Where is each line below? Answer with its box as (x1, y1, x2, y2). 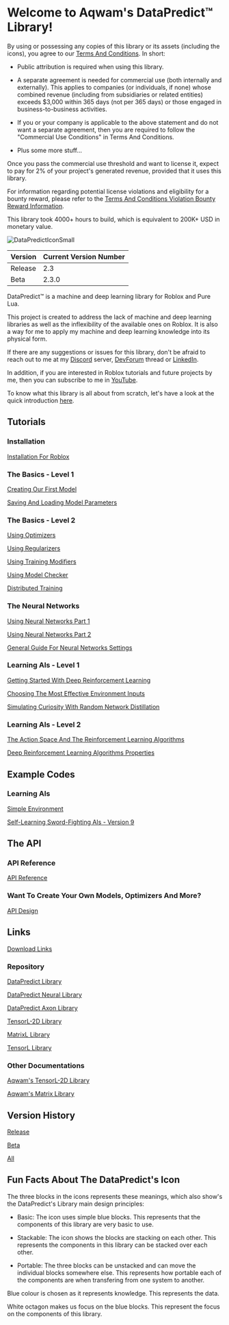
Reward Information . (7, 202, 65, 210)
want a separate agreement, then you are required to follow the (16, 125, 196, 134)
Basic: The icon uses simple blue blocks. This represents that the (16, 1213, 200, 1221)
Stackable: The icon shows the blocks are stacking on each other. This (16, 1233, 217, 1241)
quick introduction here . (7, 396, 75, 404)
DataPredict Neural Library (7, 990, 82, 999)
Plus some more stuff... (16, 146, 83, 154)
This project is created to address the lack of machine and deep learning (7, 313, 212, 321)
